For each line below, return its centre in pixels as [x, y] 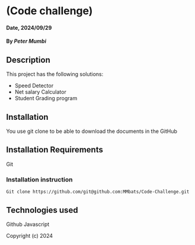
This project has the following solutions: [55, 74]
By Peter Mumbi [26, 41]
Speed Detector [34, 86]
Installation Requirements [55, 150]
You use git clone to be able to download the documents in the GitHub [92, 131]
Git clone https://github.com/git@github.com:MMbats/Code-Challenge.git [98, 192]
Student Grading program [46, 98]
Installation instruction [39, 179]
